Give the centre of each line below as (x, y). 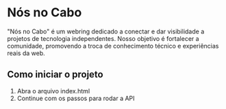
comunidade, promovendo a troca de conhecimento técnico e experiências (113, 46)
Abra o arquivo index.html (53, 91)
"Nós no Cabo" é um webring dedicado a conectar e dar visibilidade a (106, 31)
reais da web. (26, 53)
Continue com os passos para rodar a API (76, 98)
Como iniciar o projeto (55, 75)
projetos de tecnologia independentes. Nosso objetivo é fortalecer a (103, 38)
